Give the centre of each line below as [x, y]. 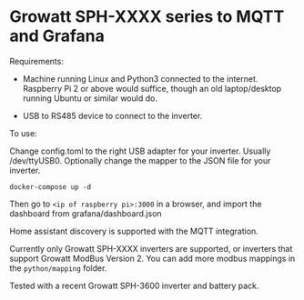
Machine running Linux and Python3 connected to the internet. [140, 78]
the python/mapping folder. [58, 268]
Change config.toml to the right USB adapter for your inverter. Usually [140, 151]
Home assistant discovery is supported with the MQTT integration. [134, 231]
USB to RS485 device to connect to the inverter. [112, 115]
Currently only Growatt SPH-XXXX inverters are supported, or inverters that [151, 248]
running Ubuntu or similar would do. [90, 98]
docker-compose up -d [51, 187]
